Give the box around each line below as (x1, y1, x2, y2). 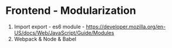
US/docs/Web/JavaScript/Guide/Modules (14, 29, 114, 36)
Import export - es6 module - (14, 23, 85, 30)
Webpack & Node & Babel (14, 35, 77, 42)
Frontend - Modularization (5, 4, 136, 17)
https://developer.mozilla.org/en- (86, 23, 166, 30)
